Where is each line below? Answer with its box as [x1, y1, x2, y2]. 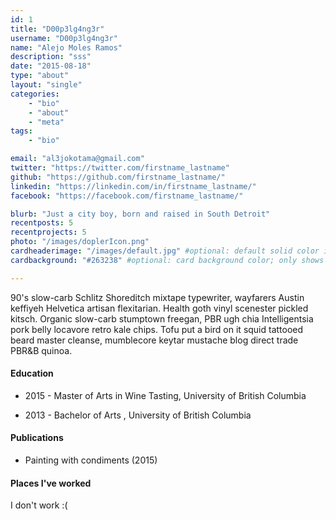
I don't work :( [10, 499, 68, 511]
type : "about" [10, 71, 70, 81]
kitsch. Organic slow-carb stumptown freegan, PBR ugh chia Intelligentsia [10, 312, 314, 325]
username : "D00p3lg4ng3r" [10, 33, 118, 43]
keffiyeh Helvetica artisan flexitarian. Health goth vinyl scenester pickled [10, 302, 309, 314]
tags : [10, 126, 33, 136]
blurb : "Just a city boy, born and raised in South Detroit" [10, 209, 271, 219]
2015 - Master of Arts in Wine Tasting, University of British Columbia [24, 389, 307, 401]
